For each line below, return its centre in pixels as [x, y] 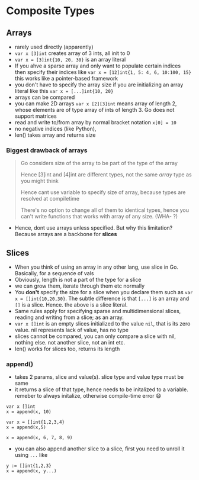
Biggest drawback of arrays [47, 150]
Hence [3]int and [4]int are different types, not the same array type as [106, 175]
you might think [40, 181]
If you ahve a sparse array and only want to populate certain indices [98, 66]
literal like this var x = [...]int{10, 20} [64, 91]
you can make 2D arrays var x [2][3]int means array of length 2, [96, 104]
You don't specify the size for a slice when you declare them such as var [104, 292]
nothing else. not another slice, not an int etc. [70, 343]
